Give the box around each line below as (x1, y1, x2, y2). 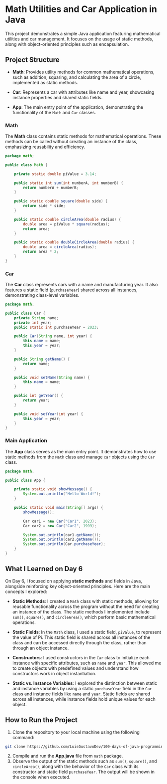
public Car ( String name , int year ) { (14, 334, 92, 339)
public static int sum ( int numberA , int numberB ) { (14, 181, 123, 186)
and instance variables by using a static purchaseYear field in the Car (12, 685, 153, 691)
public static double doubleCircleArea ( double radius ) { (14, 240, 135, 245)
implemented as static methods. (12, 79, 79, 85)
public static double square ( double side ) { (14, 198, 108, 204)
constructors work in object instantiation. (12, 670, 97, 676)
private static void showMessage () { (14, 487, 92, 492)
